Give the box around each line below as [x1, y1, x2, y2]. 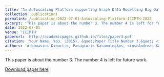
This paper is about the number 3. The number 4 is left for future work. [5, 57, 148, 62]
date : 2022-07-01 [5, 25, 41, 30]
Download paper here [5, 66, 49, 72]
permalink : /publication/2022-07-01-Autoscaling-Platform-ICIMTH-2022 [5, 16, 152, 21]
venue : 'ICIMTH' [5, 30, 38, 35]
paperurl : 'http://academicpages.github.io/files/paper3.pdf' [5, 35, 134, 39]
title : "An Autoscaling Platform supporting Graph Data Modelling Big [5, 7, 152, 12]
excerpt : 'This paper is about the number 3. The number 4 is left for [5, 20, 154, 26]
